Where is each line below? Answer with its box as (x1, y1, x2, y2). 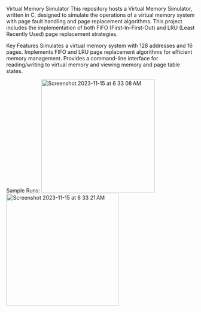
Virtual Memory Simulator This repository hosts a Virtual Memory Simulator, (6, 5, 193, 12)
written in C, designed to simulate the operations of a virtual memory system (6, 11, 195, 19)
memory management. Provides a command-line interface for (6, 55, 159, 62)
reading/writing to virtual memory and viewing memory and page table (6, 61, 181, 68)
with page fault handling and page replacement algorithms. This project (6, 18, 182, 25)
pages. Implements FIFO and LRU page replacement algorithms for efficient (6, 48, 193, 56)
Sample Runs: (6, 187, 41, 194)
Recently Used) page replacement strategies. (6, 30, 118, 38)
